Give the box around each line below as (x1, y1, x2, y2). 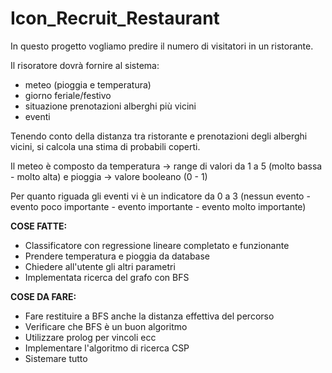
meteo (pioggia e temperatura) (24, 78, 152, 91)
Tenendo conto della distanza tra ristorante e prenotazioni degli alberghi (10, 130, 308, 142)
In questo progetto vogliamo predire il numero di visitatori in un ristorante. (10, 40, 314, 52)
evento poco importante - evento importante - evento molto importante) (10, 200, 307, 212)
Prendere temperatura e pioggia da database (24, 250, 210, 262)
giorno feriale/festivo (24, 89, 112, 101)
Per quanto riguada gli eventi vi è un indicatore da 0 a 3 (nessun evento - (10, 190, 311, 202)
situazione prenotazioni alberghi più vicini (24, 100, 197, 112)
